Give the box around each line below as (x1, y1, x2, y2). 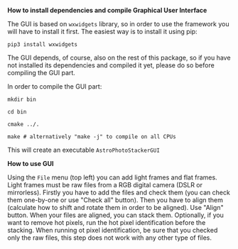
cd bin (7, 109, 27, 116)
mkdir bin (7, 96, 37, 103)
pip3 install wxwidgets (7, 41, 78, 48)
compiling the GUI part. (7, 69, 76, 77)
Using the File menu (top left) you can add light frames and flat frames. (7, 173, 218, 182)
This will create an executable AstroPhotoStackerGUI (7, 145, 160, 154)
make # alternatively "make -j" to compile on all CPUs (7, 133, 176, 140)
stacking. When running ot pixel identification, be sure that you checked (7, 226, 218, 234)
